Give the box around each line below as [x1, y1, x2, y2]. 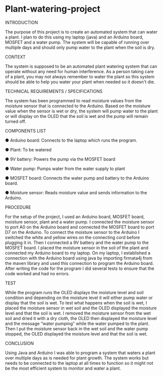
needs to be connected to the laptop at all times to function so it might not [5, 360, 153, 366]
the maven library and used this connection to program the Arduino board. [5, 260, 154, 266]
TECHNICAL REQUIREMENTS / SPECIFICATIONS [5, 88, 103, 94]
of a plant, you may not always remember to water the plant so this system [5, 74, 155, 79]
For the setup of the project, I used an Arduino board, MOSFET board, [5, 213, 145, 220]
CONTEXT [5, 54, 26, 59]
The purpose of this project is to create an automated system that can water [5, 29, 158, 35]
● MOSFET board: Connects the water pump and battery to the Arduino [5, 175, 149, 181]
